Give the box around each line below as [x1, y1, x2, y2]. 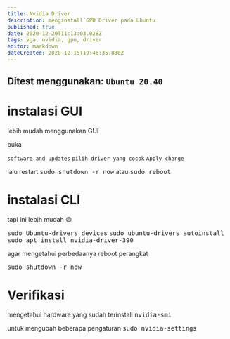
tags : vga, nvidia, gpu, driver [7, 36, 102, 44]
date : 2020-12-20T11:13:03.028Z [7, 29, 102, 37]
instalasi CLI [7, 192, 81, 208]
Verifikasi [7, 287, 65, 303]
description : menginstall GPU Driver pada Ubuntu [7, 17, 156, 24]
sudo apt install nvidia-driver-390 [7, 237, 134, 244]
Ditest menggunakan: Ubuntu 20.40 [7, 75, 163, 88]
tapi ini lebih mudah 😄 [7, 215, 72, 224]
